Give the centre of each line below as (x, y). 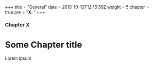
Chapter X (17, 25)
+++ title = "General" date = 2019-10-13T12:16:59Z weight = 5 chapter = (77, 7)
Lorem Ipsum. (19, 58)
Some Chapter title (44, 45)
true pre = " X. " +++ (25, 12)
